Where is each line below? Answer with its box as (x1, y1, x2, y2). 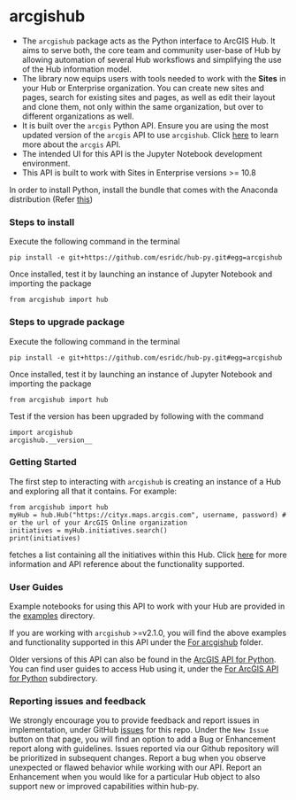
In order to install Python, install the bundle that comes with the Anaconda (9, 184, 278, 195)
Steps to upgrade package (9, 316, 125, 329)
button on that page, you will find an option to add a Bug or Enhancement (9, 734, 276, 745)
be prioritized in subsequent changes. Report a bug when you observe (9, 753, 267, 764)
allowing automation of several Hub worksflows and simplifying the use (21, 54, 282, 65)
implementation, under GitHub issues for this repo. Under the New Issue (9, 725, 269, 735)
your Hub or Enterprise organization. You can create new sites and (21, 82, 265, 93)
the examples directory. (9, 610, 95, 621)
